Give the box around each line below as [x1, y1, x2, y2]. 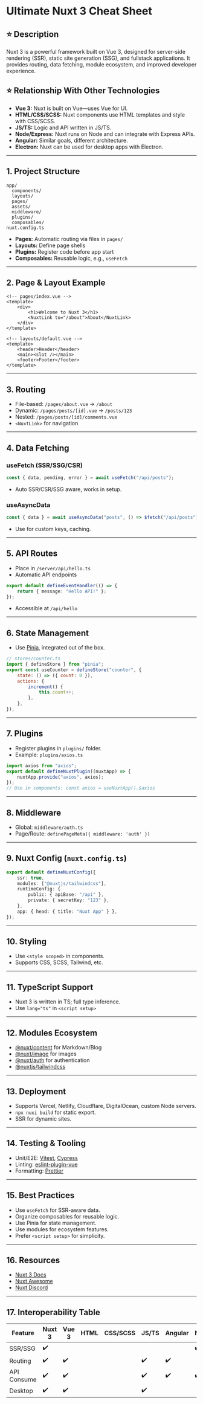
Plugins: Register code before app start [14, 248, 114, 255]
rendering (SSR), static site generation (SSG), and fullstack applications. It [6, 54, 190, 62]
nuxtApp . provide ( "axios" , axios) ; [17, 774, 104, 780]
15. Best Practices [6, 1190, 75, 1200]
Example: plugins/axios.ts [14, 751, 83, 758]
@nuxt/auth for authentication [14, 1057, 90, 1064]
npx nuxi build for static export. [14, 1109, 96, 1116]
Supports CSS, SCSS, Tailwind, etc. [14, 959, 104, 966]
